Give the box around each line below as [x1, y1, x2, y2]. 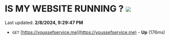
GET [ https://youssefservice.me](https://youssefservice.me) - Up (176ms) [12, 29, 165, 35]
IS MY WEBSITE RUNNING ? [5, 3, 124, 14]
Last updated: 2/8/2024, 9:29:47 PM [5, 19, 83, 25]
